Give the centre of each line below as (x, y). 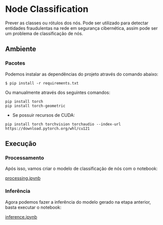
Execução (21, 144)
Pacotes (15, 63)
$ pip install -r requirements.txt (42, 83)
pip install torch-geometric (35, 106)
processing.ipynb (23, 178)
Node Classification (47, 9)
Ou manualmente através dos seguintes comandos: (58, 92)
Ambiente (21, 49)
